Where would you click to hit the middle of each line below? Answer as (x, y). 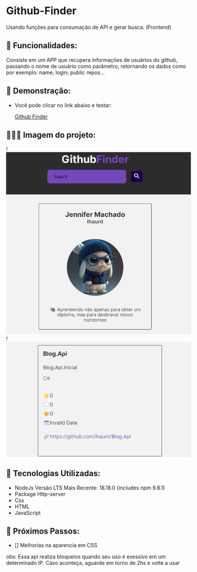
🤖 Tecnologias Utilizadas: (53, 473)
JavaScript (28, 513)
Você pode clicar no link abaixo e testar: (63, 105)
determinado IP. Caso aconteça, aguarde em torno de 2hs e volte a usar (93, 563)
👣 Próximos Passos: (43, 531)
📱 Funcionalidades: (42, 46)
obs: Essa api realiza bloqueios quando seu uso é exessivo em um (86, 557)
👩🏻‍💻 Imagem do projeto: (51, 135)
